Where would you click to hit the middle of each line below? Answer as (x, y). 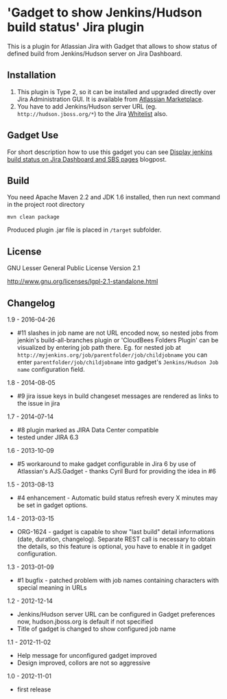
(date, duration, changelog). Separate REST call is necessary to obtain (116, 539)
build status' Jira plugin (76, 27)
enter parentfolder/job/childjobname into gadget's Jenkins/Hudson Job (118, 362)
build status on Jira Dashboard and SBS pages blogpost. (87, 159)
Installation (32, 75)
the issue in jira (38, 403)
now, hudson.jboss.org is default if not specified (85, 621)
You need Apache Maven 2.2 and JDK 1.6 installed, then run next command (114, 197)
